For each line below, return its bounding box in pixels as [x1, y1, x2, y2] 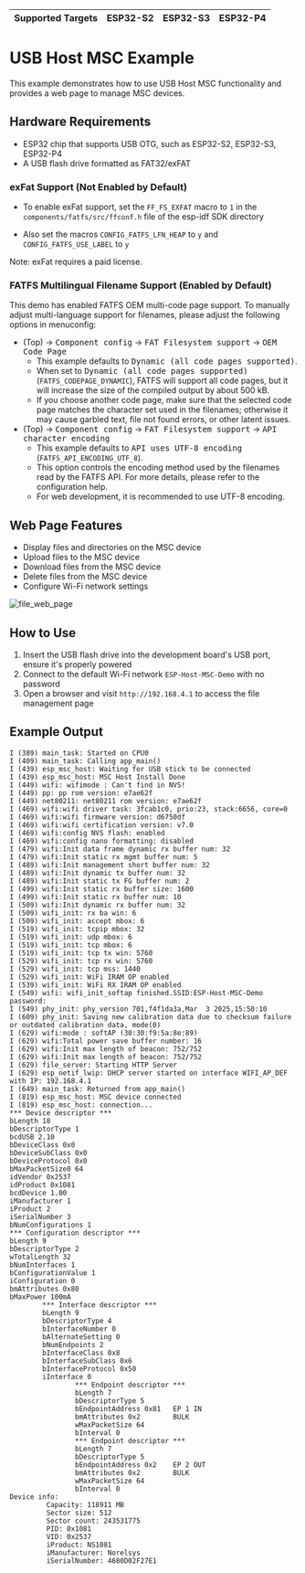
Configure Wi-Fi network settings [22, 580, 149, 592]
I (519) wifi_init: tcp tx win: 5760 [9, 948, 153, 958]
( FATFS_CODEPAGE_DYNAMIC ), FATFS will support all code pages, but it [36, 375, 289, 387]
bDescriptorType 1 [9, 1124, 79, 1133]
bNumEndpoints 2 [42, 1340, 104, 1349]
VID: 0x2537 [46, 1532, 92, 1541]
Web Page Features [9, 517, 123, 533]
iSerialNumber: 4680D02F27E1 [46, 1556, 157, 1566]
